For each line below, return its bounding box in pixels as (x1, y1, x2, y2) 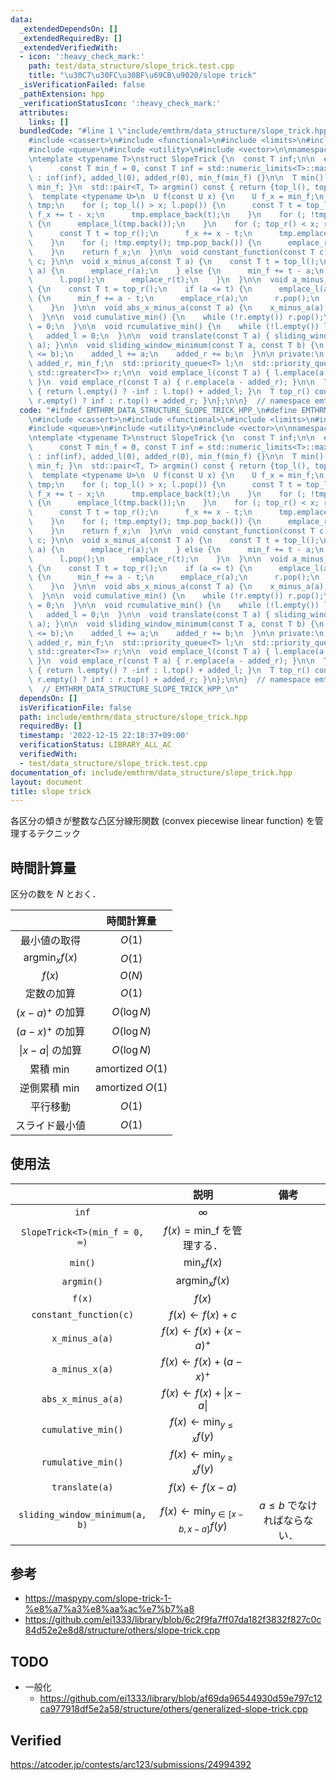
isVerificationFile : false (19, 702, 132, 713)
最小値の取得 (20, 934, 82, 948)
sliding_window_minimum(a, (18, 1509, 147, 1520)
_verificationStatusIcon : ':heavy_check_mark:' (19, 98, 222, 108)
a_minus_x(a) (51, 1364, 114, 1375)
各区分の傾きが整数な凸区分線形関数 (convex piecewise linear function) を (10, 815, 315, 827)
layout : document (10, 777, 83, 787)
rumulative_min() (41, 1457, 124, 1468)
